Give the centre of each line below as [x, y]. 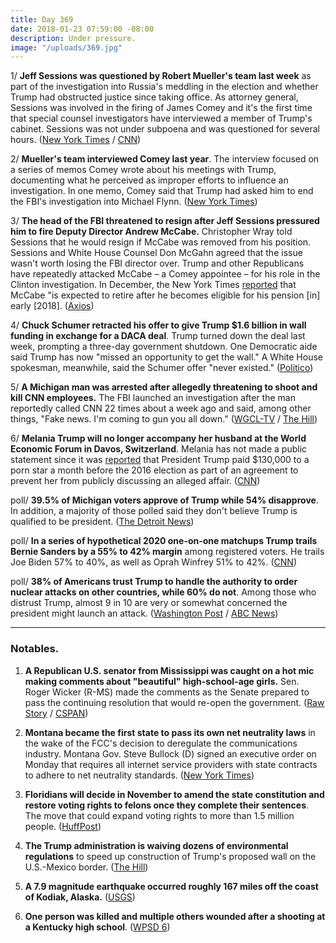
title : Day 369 [42, 19]
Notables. [35, 649]
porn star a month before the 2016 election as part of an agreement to [154, 470]
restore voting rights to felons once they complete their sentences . [167, 805]
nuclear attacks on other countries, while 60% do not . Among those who [163, 592]
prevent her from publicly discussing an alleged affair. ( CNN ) [135, 481]
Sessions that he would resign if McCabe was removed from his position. [161, 242]
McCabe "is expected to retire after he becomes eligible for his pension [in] [165, 295]
